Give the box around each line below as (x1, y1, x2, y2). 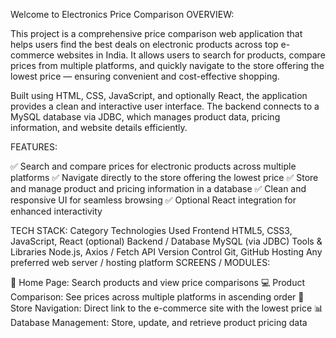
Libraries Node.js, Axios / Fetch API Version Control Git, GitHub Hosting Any (10, 246, 323, 258)
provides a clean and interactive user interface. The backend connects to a (10, 100, 320, 112)
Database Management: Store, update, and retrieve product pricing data (10, 317, 308, 328)
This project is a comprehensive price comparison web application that (10, 28, 303, 39)
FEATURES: (10, 141, 58, 153)
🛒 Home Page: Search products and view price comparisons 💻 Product (10, 277, 306, 288)
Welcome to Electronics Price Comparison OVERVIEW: (10, 9, 235, 20)
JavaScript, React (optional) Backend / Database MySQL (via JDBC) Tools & (10, 235, 323, 247)
